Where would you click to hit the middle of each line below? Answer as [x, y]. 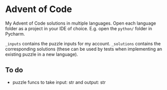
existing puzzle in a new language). [42, 54]
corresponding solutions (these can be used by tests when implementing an [84, 49]
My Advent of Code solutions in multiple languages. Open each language [81, 23]
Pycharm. [15, 34]
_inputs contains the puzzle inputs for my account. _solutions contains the [83, 43]
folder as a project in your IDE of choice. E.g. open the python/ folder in [79, 28]
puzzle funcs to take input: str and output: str [59, 82]
